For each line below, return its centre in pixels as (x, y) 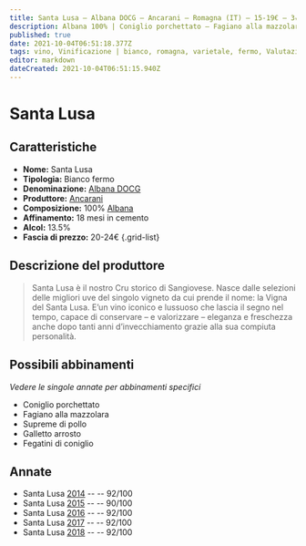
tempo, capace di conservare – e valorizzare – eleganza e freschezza (162, 316)
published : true (40, 35)
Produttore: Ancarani (62, 198)
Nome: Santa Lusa (57, 169)
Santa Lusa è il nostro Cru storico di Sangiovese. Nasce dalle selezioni (163, 287)
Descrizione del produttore (87, 266)
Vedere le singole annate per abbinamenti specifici (105, 386)
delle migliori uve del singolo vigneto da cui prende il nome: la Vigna (159, 297)
